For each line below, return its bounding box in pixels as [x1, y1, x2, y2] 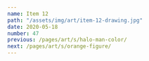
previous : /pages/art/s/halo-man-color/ [7, 36, 128, 43]
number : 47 [7, 29, 39, 37]
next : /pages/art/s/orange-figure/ [7, 43, 112, 50]
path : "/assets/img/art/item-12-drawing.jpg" [7, 17, 143, 24]
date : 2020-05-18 [7, 23, 58, 30]
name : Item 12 [7, 10, 49, 18]
